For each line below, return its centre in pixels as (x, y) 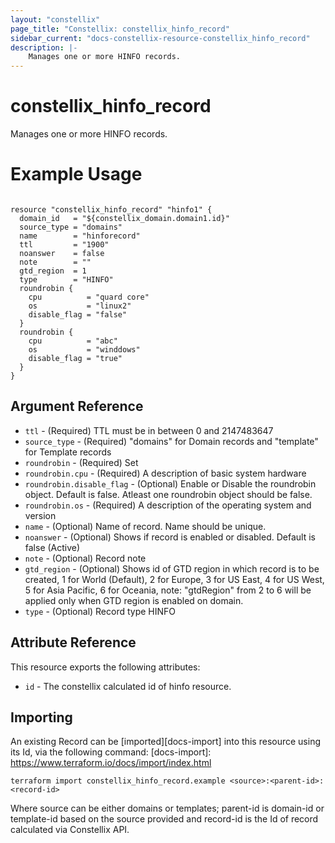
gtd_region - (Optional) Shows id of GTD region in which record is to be (172, 568)
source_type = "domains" (71, 227)
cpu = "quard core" (89, 297)
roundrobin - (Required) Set (81, 462)
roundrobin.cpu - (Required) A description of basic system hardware (165, 473)
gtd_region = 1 (53, 271)
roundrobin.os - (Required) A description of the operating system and (168, 505)
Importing (41, 717)
